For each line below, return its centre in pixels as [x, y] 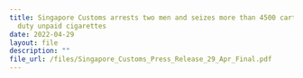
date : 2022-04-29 [42, 34]
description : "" [40, 51]
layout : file [34, 43]
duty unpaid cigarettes [62, 26]
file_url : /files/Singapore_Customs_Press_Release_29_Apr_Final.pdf [141, 59]
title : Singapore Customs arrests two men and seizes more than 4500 [143, 17]
